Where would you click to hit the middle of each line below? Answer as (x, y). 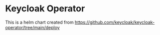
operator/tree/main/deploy (33, 27)
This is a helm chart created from (39, 22)
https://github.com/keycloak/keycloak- (115, 22)
